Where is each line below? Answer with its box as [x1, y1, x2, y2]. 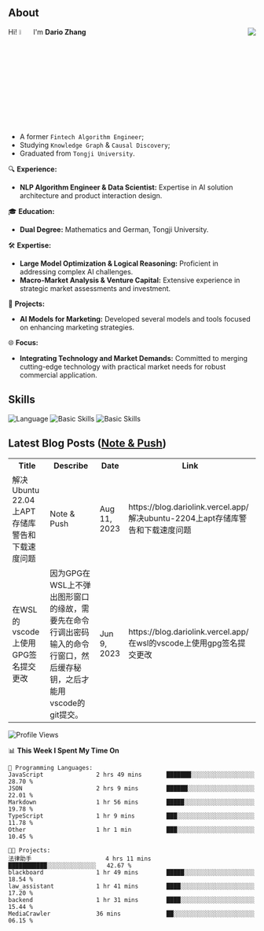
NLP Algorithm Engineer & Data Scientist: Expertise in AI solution [19, 182, 233, 192]
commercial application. [19, 370, 97, 380]
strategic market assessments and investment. [19, 284, 171, 293]
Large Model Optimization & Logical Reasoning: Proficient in [19, 259, 218, 268]
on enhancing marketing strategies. [19, 322, 135, 333]
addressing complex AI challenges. [19, 267, 134, 277]
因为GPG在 [49, 568, 90, 579]
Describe [53, 460, 89, 471]
